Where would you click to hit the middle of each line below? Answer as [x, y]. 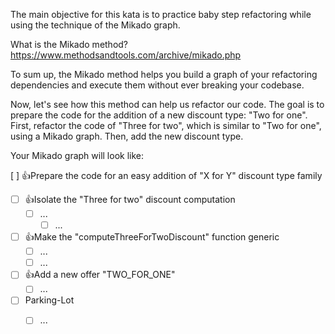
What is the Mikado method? [69, 44]
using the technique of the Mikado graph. [95, 25]
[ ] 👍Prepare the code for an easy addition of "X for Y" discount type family [166, 175]
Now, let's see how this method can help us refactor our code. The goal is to [167, 104]
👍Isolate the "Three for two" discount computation [130, 199]
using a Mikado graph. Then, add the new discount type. [127, 136]
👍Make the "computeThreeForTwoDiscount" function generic [152, 237]
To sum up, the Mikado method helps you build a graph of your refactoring [164, 74]
